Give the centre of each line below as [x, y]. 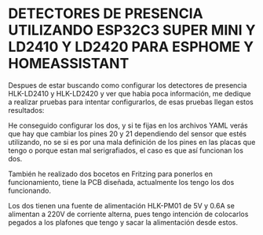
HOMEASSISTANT [69, 64]
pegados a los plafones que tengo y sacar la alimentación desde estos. [123, 222]
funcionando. [29, 190]
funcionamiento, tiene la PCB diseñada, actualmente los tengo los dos [121, 182]
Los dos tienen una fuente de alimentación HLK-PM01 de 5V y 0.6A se [122, 205]
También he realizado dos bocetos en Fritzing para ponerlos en [111, 174]
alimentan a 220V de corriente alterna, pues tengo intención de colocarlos [128, 214]
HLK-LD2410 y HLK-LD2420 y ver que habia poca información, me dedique [130, 93]
